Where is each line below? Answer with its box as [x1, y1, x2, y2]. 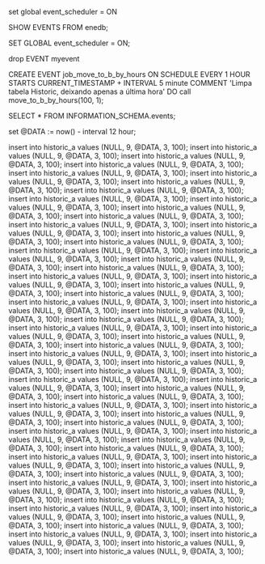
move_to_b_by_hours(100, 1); [8, 95, 104, 104]
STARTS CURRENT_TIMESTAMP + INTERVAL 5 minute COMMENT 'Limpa [8, 78, 253, 87]
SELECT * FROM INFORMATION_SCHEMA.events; [8, 111, 176, 121]
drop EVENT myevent [8, 54, 80, 63]
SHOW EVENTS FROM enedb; [8, 23, 109, 32]
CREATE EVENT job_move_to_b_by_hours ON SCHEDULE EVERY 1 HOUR [8, 70, 250, 79]
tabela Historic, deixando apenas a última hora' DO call [8, 87, 191, 96]
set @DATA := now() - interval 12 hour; [8, 127, 137, 136]
